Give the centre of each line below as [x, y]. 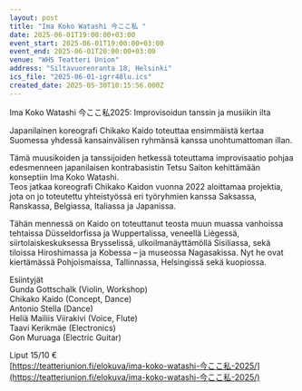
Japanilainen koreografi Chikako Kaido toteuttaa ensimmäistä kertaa [137, 130]
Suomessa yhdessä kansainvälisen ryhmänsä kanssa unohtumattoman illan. [151, 140]
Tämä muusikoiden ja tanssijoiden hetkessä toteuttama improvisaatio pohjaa [151, 157]
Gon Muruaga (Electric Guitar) [66, 337]
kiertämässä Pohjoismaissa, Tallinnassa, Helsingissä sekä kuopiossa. [138, 262]
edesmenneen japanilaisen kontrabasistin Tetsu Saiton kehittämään [135, 167]
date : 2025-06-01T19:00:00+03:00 [73, 34]
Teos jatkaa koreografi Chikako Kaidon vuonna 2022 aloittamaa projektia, [146, 186]
